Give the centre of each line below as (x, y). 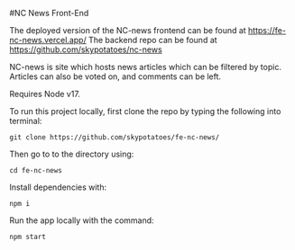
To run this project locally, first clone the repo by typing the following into (145, 111)
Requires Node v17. (45, 94)
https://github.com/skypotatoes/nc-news (86, 49)
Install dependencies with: (58, 187)
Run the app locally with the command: (82, 220)
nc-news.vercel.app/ (48, 40)
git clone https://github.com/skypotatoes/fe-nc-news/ (115, 138)
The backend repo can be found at (153, 40)
